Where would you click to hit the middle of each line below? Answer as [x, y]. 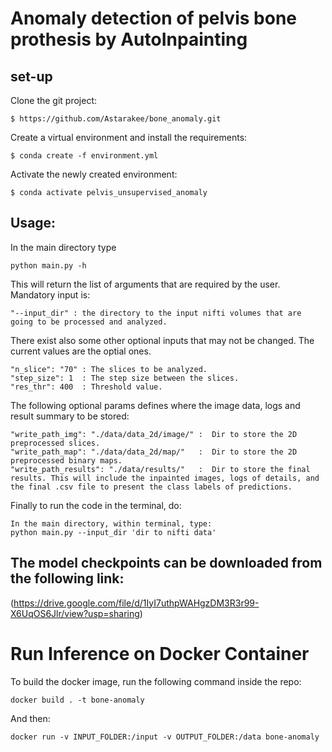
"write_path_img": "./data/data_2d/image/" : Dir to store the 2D [154, 434]
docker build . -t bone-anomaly [77, 700]
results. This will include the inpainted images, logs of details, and [165, 478]
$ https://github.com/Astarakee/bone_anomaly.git [116, 119]
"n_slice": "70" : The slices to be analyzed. [109, 369]
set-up [31, 76]
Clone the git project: [54, 100]
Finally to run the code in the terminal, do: [96, 505]
